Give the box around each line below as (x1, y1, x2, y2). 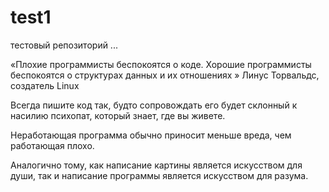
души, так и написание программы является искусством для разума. (10, 169, 309, 181)
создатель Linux (10, 79, 80, 91)
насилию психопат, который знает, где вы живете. (10, 109, 226, 121)
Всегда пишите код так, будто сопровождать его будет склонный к (10, 99, 298, 111)
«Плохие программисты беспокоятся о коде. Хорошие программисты (10, 58, 312, 70)
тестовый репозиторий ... (10, 39, 118, 51)
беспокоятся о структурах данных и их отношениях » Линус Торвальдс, (10, 69, 320, 81)
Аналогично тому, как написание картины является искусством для (10, 159, 303, 171)
